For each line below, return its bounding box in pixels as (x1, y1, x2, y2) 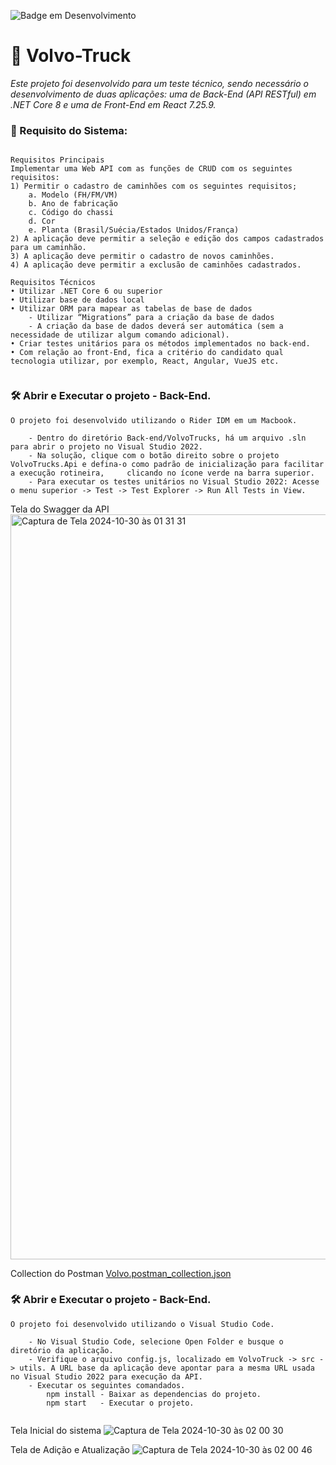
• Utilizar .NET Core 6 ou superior (10, 286, 163, 297)
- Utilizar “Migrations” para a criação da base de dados (28, 313, 275, 323)
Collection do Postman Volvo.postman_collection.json (10, 1267, 232, 1279)
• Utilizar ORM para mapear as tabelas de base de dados (10, 304, 253, 314)
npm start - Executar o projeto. (46, 1398, 195, 1408)
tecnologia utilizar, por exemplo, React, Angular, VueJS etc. (10, 356, 280, 367)
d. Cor (28, 216, 56, 227)
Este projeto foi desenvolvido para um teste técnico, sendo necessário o (10, 77, 309, 89)
